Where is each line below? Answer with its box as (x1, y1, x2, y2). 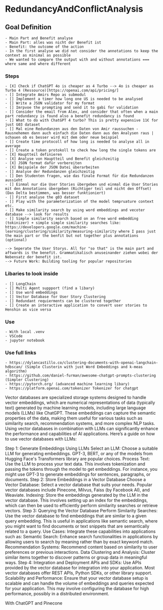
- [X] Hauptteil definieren (5, 152, 62, 157)
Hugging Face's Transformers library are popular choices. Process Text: (5, 456, 150, 462)
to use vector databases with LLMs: (5, 436, 77, 442)
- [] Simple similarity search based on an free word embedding (5, 216, 139, 221)
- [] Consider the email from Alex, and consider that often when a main (5, 109, 159, 114)
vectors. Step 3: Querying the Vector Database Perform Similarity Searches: (5, 508, 158, 514)
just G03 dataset (5, 122, 41, 127)
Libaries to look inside (5, 270, 59, 277)
